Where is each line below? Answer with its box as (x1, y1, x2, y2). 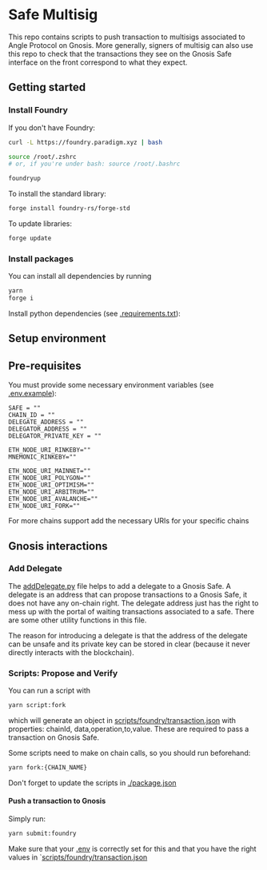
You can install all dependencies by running (8, 272, 152, 281)
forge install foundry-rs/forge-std (8, 205, 130, 213)
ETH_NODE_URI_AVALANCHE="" (8, 495, 98, 503)
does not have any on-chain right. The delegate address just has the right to (8, 598, 259, 608)
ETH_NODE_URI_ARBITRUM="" (8, 488, 94, 496)
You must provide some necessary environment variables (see (8, 380, 214, 390)
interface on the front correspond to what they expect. (8, 58, 188, 67)
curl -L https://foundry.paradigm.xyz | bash (8, 138, 162, 146)
